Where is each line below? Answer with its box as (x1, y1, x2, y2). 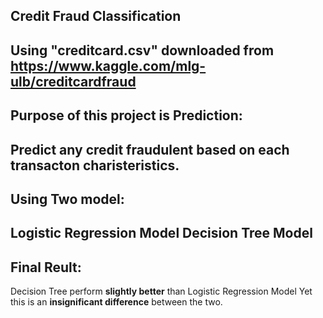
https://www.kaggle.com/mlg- (10, 57, 207, 74)
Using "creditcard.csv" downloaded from (10, 42, 275, 59)
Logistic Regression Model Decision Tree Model (10, 225, 313, 242)
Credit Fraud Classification (10, 8, 182, 25)
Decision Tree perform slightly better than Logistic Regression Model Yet (10, 285, 313, 298)
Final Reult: (10, 259, 82, 276)
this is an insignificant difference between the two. (10, 296, 223, 308)
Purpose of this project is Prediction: (10, 107, 243, 124)
